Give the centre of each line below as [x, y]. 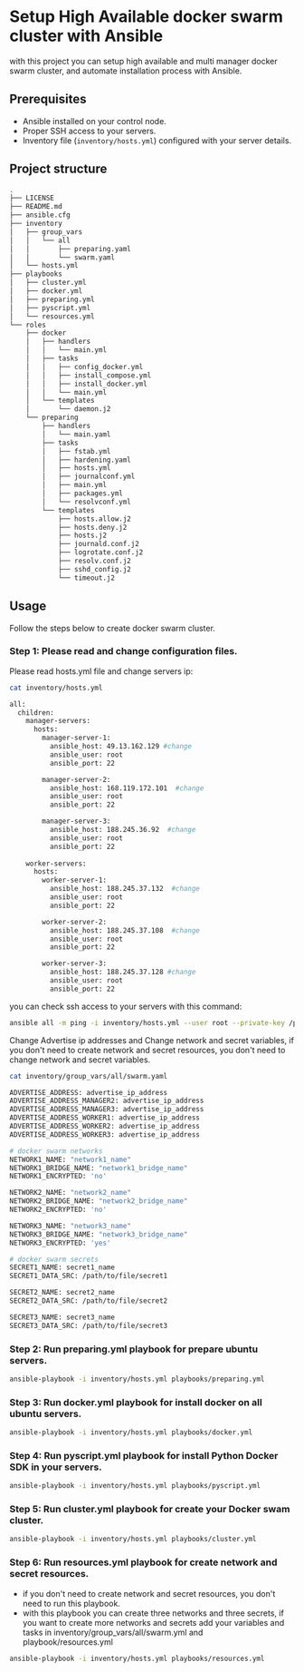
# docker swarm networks [56, 1151]
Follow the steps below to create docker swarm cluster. [112, 628]
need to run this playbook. [71, 1603]
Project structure [58, 169]
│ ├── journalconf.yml [89, 477]
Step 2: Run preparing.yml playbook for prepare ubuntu [134, 1349]
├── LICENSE [32, 198]
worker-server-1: [74, 880]
